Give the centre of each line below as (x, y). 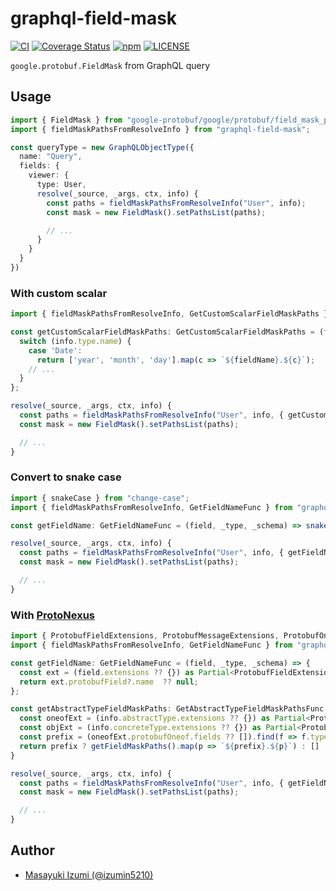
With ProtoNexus (52, 615)
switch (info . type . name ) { (75, 341)
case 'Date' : (55, 350)
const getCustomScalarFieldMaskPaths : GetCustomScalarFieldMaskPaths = (162, 332)
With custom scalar (59, 293)
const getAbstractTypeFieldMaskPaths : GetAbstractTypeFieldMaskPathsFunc (167, 709)
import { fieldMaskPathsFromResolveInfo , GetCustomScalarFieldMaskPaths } (169, 314)
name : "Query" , (51, 157)
